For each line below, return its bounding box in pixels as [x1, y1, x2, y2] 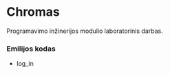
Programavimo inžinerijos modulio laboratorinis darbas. [6, 27, 163, 35]
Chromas [6, 4, 60, 20]
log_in [16, 60, 34, 68]
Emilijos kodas [6, 44, 56, 53]
